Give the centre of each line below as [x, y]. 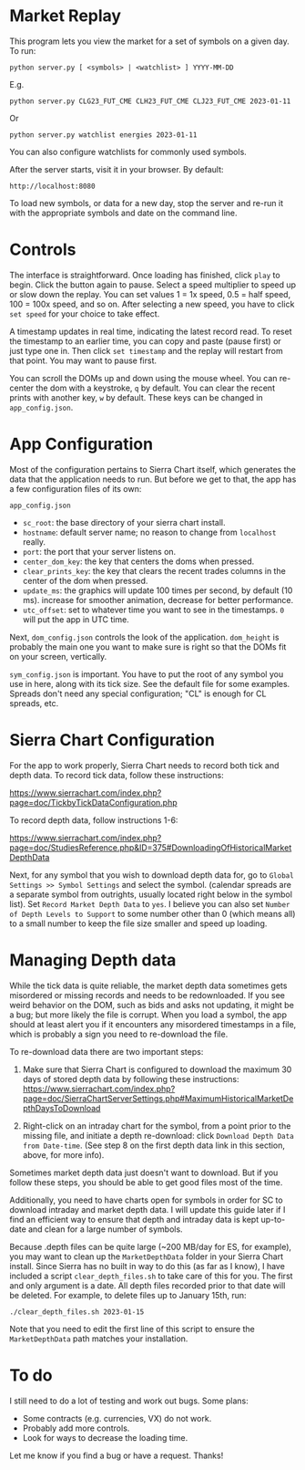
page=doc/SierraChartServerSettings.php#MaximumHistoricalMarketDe [158, 1098]
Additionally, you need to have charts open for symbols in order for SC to [147, 1200]
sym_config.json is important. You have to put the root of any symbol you [147, 674]
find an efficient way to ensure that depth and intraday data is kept [134, 1219]
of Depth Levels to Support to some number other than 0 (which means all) [152, 913]
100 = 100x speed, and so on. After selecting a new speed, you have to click [152, 304]
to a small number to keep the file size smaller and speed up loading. [138, 923]
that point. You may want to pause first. [83, 360]
